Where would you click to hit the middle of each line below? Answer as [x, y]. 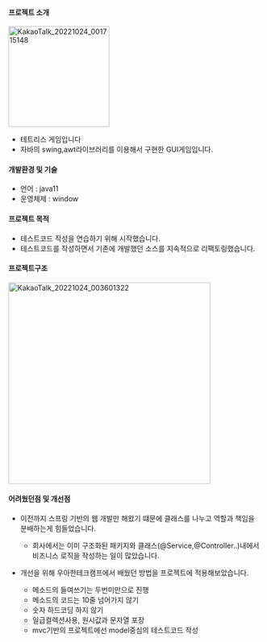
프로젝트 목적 [29, 219]
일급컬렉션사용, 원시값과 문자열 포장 [88, 620]
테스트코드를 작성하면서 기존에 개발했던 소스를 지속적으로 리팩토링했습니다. [138, 248]
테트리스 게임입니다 [50, 139]
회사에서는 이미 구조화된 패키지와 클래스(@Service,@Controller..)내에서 [146, 546]
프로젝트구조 [28, 268]
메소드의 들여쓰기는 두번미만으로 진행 [90, 590]
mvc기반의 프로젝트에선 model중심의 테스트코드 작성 [115, 630]
